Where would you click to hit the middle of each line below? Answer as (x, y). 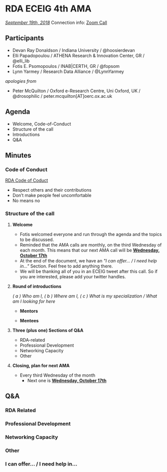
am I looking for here (34, 301)
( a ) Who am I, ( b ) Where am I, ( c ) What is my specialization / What (85, 296)
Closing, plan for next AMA (41, 365)
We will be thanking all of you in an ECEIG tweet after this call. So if (89, 271)
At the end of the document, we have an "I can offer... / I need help (88, 260)
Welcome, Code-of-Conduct (42, 124)
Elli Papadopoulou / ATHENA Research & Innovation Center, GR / (78, 55)
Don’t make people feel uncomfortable (52, 196)
